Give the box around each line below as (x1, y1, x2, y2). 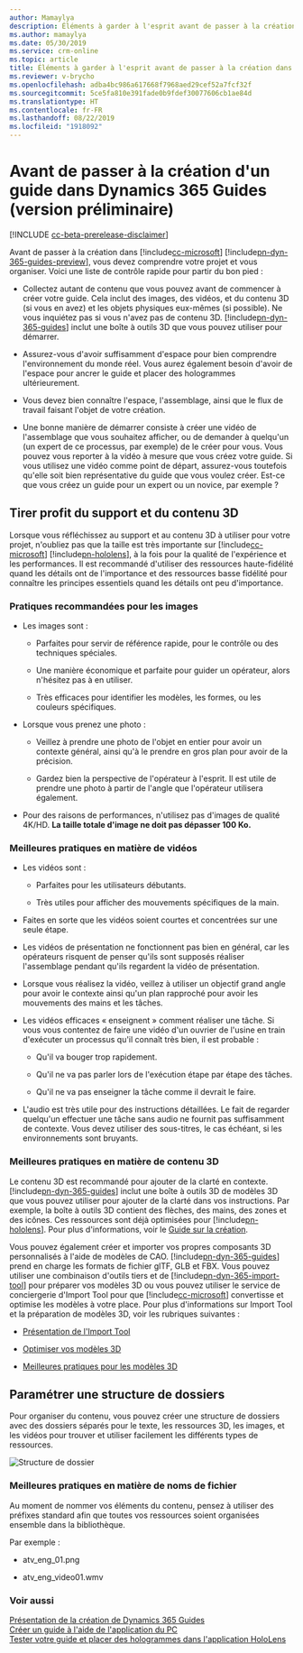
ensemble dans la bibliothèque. (9, 1519, 126, 1529)
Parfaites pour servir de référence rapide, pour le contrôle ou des (35, 638, 280, 649)
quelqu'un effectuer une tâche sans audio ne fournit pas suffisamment (22, 1114, 285, 1125)
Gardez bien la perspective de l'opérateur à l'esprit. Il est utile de (35, 773, 277, 785)
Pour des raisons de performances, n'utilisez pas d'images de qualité (22, 810, 280, 821)
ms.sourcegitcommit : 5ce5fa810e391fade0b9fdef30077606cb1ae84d (9, 88, 252, 97)
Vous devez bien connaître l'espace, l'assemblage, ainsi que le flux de (22, 394, 284, 406)
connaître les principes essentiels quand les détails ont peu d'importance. (9, 577, 284, 588)
